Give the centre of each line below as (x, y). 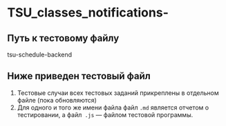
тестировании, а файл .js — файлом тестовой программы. (105, 114)
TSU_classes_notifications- (88, 13)
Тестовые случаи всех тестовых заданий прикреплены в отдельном (118, 93)
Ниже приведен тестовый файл (79, 76)
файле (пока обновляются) (57, 100)
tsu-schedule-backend (40, 54)
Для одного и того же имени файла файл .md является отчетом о (113, 107)
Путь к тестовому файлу (63, 38)
